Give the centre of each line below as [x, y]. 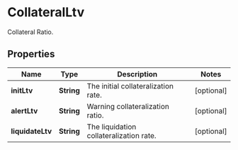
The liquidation [112, 127]
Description [137, 74]
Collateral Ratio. [30, 32]
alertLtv [24, 110]
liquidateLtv [32, 131]
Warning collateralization [128, 106]
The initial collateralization [130, 86]
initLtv [22, 91]
